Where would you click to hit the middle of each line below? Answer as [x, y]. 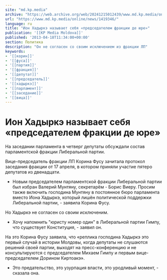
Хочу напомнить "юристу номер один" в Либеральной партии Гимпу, [86, 222]
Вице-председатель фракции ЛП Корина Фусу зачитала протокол [75, 162]
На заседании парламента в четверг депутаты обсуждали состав [75, 147]
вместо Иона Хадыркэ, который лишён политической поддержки [82, 197]
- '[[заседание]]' [24, 93]
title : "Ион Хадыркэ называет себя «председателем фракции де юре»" [78, 28]
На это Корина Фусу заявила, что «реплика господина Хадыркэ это [77, 237]
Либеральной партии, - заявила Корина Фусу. [61, 203]
